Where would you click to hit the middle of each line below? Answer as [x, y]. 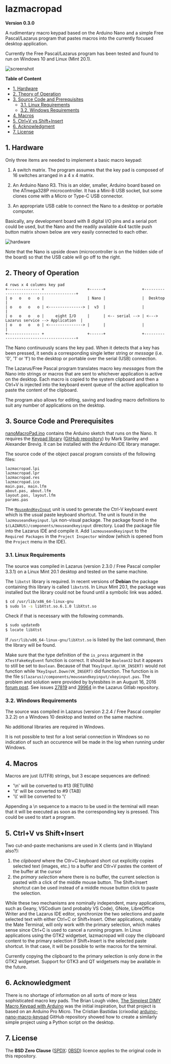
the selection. [27, 893]
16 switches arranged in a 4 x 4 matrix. [53, 175]
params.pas [17, 500]
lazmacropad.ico [22, 482]
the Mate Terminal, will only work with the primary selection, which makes [83, 925]
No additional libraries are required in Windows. [55, 727]
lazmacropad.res [22, 478]
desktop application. [27, 43]
